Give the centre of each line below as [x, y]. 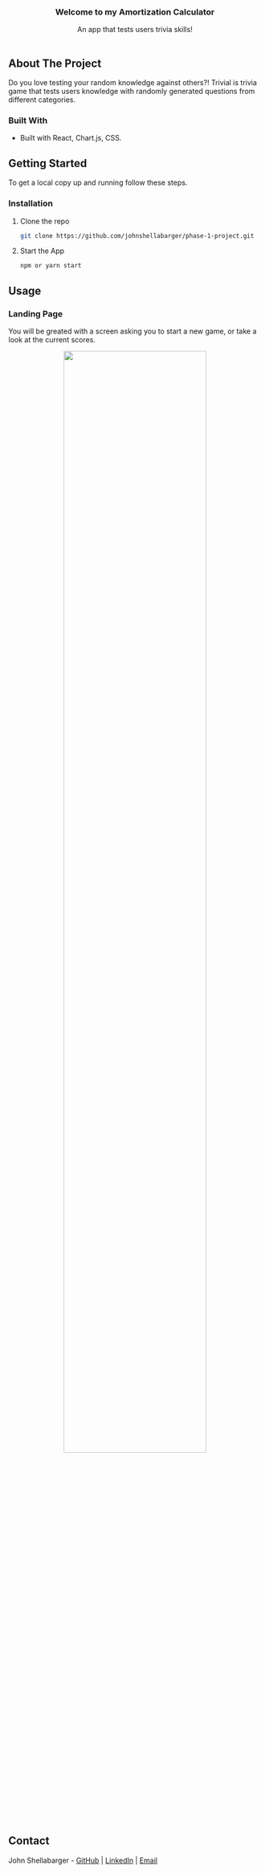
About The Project [55, 63]
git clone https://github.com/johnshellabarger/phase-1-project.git [137, 235]
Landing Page [36, 313]
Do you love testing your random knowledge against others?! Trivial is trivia [132, 83]
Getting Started [48, 163]
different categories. [42, 100]
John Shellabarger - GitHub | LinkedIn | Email [83, 1860]
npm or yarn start [51, 266]
